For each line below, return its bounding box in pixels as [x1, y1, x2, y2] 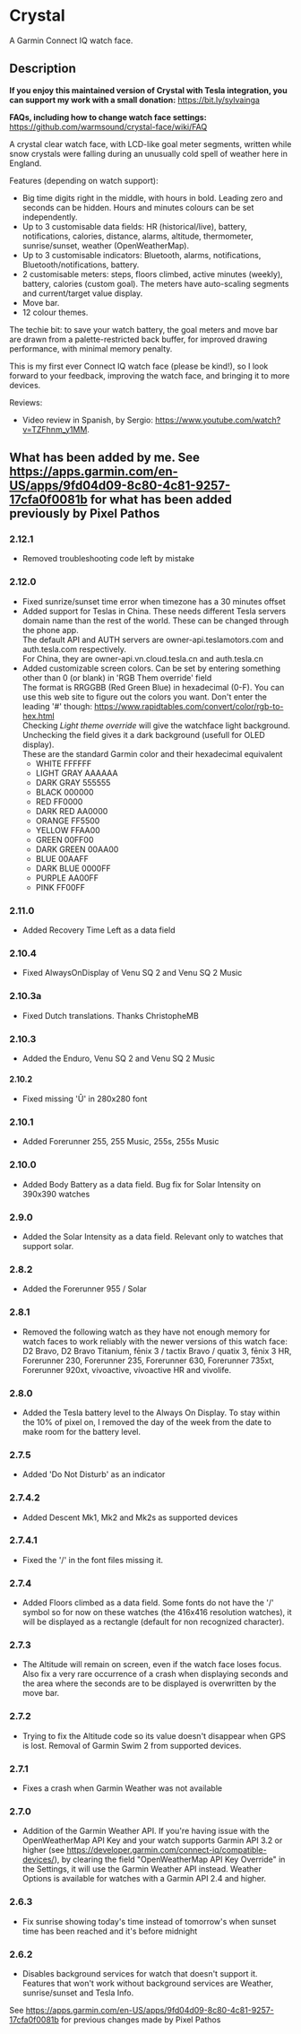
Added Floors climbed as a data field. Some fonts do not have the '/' [21, 1597, 275, 1608]
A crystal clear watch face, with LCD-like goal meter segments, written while [9, 138, 292, 149]
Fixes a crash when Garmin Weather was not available [21, 1782, 222, 1794]
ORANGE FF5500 [35, 815, 100, 826]
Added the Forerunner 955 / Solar [21, 1283, 148, 1294]
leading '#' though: [21, 700, 92, 711]
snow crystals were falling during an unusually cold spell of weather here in [9, 148, 288, 159]
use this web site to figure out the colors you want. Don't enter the [21, 691, 267, 702]
